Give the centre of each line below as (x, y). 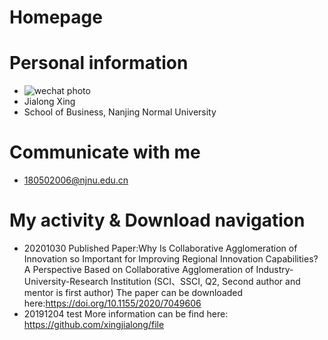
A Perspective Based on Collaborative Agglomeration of (138, 269)
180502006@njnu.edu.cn (76, 180)
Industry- (274, 269)
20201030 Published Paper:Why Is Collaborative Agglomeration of (160, 248)
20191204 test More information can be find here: (126, 314)
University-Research (66, 281)
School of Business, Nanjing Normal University (120, 112)
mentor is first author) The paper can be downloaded (133, 292)
